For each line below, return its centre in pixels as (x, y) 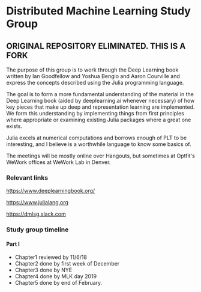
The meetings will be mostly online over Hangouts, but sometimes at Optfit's (100, 156)
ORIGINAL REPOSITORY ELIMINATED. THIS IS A (96, 46)
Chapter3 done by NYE (43, 270)
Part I (13, 244)
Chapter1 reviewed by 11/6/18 (51, 257)
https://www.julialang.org (37, 202)
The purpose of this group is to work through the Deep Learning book (92, 70)
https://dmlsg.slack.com (36, 214)
